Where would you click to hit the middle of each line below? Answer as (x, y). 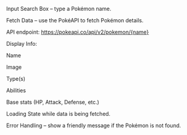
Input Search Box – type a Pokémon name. (59, 9)
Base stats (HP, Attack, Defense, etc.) (53, 102)
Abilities (16, 90)
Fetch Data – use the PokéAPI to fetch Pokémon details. (75, 20)
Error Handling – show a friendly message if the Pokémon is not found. (94, 125)
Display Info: (22, 44)
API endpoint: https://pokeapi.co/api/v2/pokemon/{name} (78, 32)
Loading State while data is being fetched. (58, 114)
